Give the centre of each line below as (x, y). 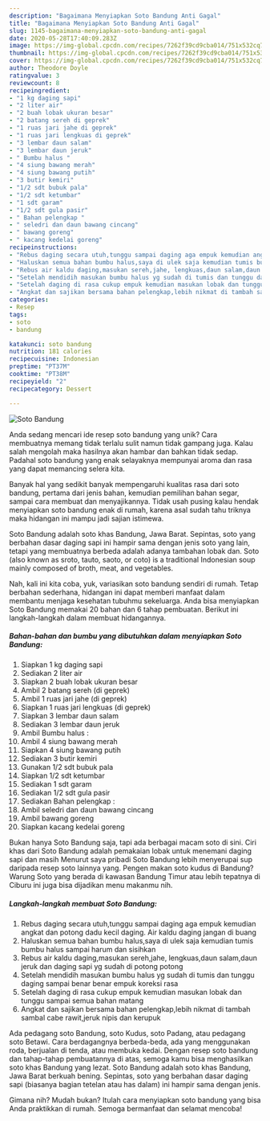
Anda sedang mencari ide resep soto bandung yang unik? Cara (113, 434)
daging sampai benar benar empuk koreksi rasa (99, 984)
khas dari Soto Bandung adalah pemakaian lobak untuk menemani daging (130, 851)
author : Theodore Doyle (49, 68)
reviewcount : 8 (34, 83)
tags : (18, 314)
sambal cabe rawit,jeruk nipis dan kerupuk (91, 1018)
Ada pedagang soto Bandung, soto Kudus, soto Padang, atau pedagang (127, 1033)
